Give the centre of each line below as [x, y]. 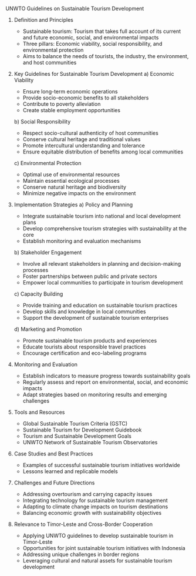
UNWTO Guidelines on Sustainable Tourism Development [75, 9]
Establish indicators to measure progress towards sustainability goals [107, 376]
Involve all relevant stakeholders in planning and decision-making [102, 264]
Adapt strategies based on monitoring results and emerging [95, 394]
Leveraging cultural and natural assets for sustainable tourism [97, 560]
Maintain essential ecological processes [71, 181]
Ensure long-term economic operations [70, 91]
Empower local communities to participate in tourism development [103, 282]
